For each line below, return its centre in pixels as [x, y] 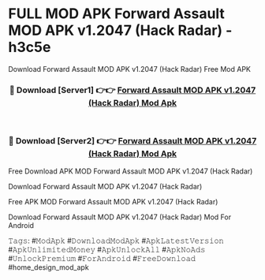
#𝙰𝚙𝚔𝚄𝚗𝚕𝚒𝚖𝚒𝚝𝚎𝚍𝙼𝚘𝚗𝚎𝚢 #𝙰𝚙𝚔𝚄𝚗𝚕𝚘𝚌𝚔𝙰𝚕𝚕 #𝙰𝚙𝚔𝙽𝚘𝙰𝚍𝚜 [107, 249]
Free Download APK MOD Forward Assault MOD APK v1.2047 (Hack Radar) [131, 171]
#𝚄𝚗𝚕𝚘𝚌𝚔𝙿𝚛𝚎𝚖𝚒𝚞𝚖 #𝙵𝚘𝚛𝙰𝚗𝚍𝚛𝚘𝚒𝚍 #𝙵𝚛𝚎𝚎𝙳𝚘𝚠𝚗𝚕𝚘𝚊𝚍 [102, 258]
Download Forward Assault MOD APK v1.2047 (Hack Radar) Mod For [119, 217]
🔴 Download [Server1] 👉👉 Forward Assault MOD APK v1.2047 [132, 90]
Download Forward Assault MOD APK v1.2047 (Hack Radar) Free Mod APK [129, 69]
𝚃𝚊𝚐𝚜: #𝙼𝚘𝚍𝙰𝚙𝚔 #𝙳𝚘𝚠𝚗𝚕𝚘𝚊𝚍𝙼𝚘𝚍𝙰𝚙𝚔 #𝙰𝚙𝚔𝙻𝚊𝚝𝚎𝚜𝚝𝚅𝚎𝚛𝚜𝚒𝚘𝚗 [116, 241]
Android [21, 225]
